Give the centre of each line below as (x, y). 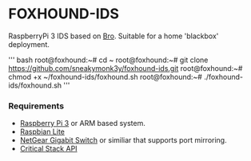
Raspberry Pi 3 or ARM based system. (82, 124)
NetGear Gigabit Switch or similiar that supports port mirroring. (123, 140)
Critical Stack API (48, 149)
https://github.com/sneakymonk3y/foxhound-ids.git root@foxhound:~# (125, 68)
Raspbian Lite (42, 132)
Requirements (36, 106)
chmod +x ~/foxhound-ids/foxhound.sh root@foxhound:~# (105, 77)
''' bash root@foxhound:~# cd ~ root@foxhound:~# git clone (108, 60)
